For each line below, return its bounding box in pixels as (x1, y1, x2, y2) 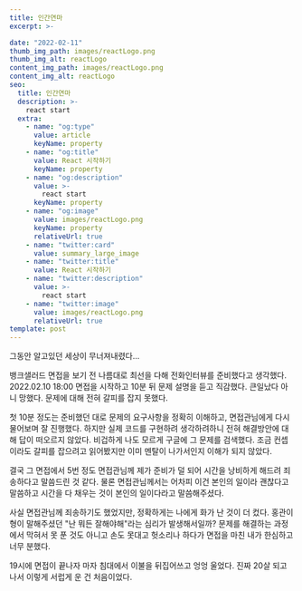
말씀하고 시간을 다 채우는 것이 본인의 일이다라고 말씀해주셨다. (9, 488, 224, 499)
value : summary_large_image (33, 248, 140, 258)
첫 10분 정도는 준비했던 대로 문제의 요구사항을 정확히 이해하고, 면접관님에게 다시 (9, 412, 290, 422)
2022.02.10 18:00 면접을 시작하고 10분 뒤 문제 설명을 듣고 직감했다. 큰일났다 (9, 382, 278, 392)
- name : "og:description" (25, 173, 124, 182)
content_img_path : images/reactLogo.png (9, 63, 165, 73)
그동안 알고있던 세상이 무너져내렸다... (9, 351, 140, 362)
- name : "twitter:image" (25, 299, 119, 308)
